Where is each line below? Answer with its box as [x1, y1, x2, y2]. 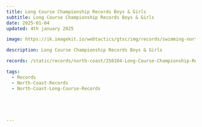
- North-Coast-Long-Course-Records [11, 85, 101, 92]
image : [6, 37, 23, 43]
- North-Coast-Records [11, 80, 69, 86]
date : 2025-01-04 [6, 20, 50, 26]
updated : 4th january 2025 [6, 25, 74, 32]
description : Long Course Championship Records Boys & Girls [6, 47, 163, 53]
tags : [6, 69, 20, 75]
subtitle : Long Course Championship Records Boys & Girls [6, 14, 155, 20]
